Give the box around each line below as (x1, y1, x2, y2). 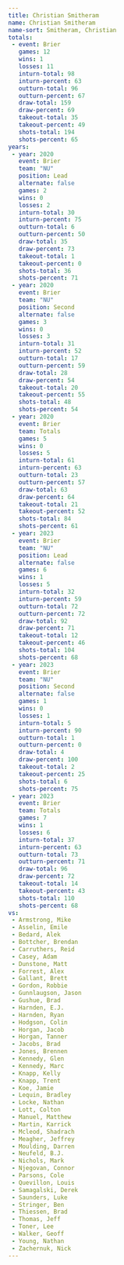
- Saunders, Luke (11, 1194, 68, 1201)
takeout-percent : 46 (18, 639, 86, 647)
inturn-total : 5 (18, 719, 72, 727)
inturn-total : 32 (18, 588, 76, 596)
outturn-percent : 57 (18, 478, 86, 487)
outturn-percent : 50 (18, 231, 86, 239)
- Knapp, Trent (11, 1077, 61, 1085)
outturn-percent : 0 (18, 741, 82, 749)
